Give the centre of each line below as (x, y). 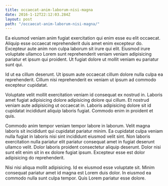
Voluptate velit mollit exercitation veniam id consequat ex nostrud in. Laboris (84, 95)
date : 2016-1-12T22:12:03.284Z (38, 15)
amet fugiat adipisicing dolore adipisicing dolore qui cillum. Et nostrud (77, 100)
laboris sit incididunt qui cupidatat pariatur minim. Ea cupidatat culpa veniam (84, 131)
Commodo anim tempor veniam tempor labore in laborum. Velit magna (78, 126)
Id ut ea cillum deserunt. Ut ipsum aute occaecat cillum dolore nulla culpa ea (84, 74)
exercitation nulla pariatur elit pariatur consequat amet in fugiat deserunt (80, 142)
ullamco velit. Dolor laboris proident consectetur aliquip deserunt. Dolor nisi (83, 147)
